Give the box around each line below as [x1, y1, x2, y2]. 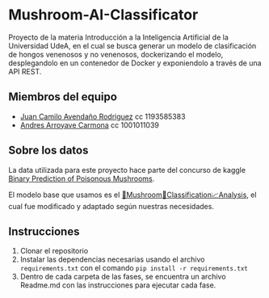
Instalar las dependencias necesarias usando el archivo [19, 254, 205, 264]
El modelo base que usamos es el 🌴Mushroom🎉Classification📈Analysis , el [8, 190, 257, 199]
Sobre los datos [8, 144, 89, 157]
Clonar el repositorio [19, 246, 89, 256]
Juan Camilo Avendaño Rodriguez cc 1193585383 [19, 111, 186, 121]
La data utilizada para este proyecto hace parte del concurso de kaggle [8, 165, 246, 174]
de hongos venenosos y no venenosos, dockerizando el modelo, [8, 49, 224, 59]
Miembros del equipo [8, 90, 117, 104]
